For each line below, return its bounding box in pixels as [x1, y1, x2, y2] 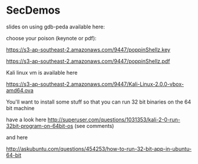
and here [6, 134, 28, 141]
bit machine [6, 104, 35, 111]
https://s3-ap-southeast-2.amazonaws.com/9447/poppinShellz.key [6, 46, 171, 53]
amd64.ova [6, 86, 34, 94]
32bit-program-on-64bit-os [6, 122, 74, 129]
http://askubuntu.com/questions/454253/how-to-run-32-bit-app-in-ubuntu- [6, 145, 192, 152]
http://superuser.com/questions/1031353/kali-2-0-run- [47, 116, 181, 123]
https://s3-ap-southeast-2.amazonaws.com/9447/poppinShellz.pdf [6, 57, 170, 65]
